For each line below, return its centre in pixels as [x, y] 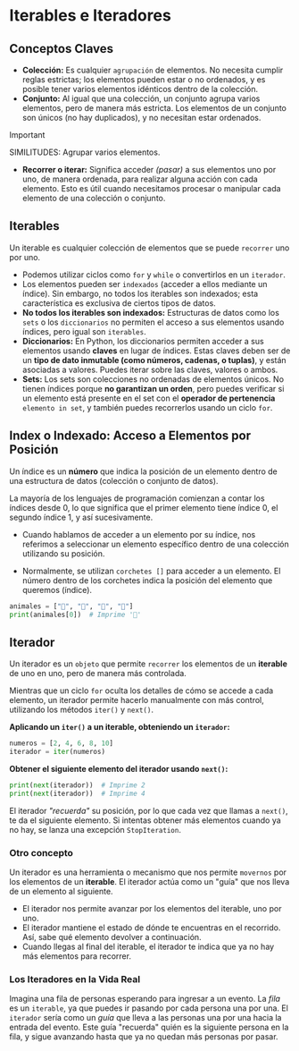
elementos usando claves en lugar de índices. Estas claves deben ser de [156, 351]
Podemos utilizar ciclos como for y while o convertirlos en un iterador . [154, 275]
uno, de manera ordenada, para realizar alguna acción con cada [140, 179]
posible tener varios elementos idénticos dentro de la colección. [140, 89]
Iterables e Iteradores [90, 16]
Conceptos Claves [62, 49]
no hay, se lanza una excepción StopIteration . [95, 829]
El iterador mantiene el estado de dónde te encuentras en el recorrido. [151, 928]
